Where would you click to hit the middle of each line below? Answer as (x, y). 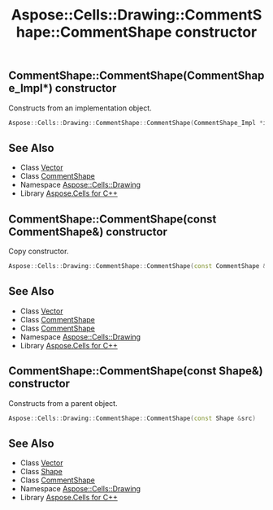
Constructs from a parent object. (63, 403)
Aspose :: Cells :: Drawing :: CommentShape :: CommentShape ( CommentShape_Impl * (136, 123)
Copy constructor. (39, 251)
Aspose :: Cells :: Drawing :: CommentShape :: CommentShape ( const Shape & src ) (132, 418)
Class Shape (41, 472)
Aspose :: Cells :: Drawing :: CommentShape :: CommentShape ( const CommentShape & (138, 266)
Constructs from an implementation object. (80, 108)
